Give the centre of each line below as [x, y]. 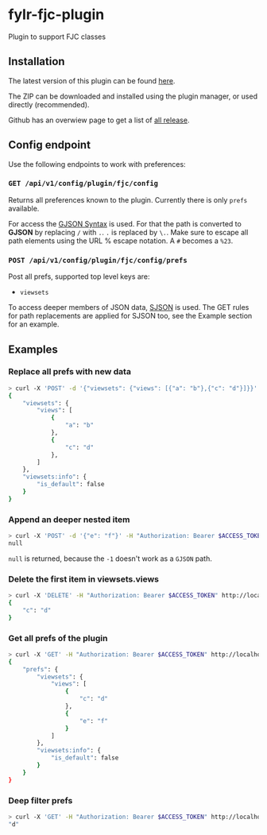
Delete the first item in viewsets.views [84, 579]
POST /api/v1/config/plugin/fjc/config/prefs [98, 260]
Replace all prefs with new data [70, 372]
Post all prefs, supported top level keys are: [79, 276]
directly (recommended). [49, 104]
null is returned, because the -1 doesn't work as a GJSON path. [110, 559]
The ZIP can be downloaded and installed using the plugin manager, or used [133, 96]
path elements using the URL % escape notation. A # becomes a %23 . [121, 241]
